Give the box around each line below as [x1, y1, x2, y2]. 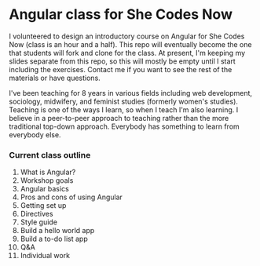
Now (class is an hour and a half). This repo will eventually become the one [9, 39, 252, 49]
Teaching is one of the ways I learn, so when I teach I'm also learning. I [9, 104, 239, 115]
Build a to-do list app [20, 234, 89, 244]
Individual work [20, 251, 70, 261]
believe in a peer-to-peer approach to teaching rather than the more [9, 113, 229, 122]
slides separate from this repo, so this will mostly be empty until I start [9, 56, 236, 66]
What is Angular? [20, 167, 76, 177]
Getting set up [20, 201, 67, 210]
